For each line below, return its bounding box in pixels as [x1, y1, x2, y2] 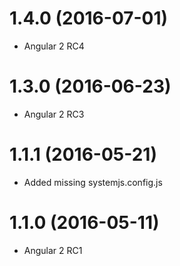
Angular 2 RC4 [23, 40, 85, 52]
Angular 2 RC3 [23, 108, 85, 120]
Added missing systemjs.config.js [23, 176, 163, 188]
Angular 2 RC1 [23, 244, 83, 256]
